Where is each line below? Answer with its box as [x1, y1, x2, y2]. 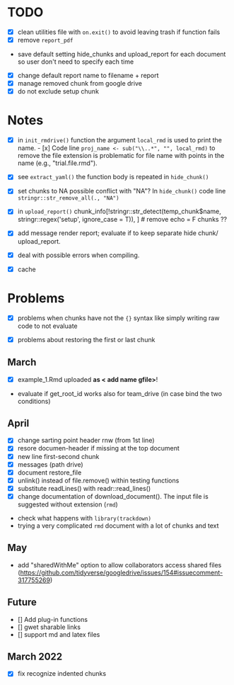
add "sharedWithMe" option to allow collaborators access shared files [17, 560, 222, 569]
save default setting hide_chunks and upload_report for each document [17, 50, 226, 59]
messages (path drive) [17, 460, 83, 468]
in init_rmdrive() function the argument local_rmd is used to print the [17, 136, 223, 145]
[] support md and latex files [17, 630, 100, 638]
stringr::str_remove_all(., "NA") [17, 195, 119, 202]
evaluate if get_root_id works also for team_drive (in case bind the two [17, 389, 223, 397]
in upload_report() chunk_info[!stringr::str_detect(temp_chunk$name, [17, 207, 221, 216]
